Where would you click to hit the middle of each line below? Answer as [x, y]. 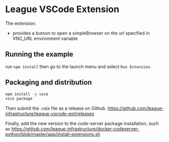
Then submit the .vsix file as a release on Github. [56, 108]
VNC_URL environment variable [45, 38]
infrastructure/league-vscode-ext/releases [50, 114]
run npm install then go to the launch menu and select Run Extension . [78, 66]
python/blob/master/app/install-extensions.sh [53, 134]
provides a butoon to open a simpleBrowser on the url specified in [81, 33]
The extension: [21, 23]
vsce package [19, 99]
